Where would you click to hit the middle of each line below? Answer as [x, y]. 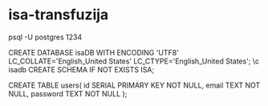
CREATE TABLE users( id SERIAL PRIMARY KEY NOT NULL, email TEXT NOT [134, 85]
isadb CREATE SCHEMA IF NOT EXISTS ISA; [81, 69]
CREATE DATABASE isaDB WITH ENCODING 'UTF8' [93, 52]
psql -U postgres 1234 [45, 37]
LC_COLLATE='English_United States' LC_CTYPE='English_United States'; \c [134, 61]
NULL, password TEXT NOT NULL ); [68, 93]
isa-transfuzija [59, 15]
